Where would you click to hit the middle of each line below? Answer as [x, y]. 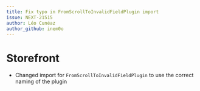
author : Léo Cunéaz [31, 23]
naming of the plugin [41, 81]
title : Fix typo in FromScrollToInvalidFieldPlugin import [83, 12]
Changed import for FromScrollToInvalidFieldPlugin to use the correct [104, 75]
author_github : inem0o [35, 29]
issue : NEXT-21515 [29, 17]
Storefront [33, 58]
